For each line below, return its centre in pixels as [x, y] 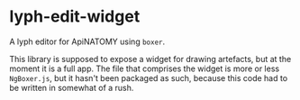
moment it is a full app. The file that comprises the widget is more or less [145, 68]
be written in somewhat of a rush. [72, 87]
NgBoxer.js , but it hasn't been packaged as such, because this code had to [149, 77]
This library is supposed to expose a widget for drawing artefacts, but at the [150, 59]
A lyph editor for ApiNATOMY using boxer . [87, 41]
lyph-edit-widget [75, 17]
